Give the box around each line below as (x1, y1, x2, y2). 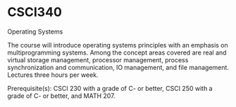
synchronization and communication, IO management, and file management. (7, 63, 229, 71)
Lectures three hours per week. (7, 71, 99, 79)
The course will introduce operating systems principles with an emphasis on (7, 41, 229, 49)
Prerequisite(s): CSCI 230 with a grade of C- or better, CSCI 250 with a (7, 84, 213, 92)
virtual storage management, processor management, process (7, 55, 189, 64)
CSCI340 (7, 4, 62, 20)
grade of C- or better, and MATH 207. (7, 92, 116, 100)
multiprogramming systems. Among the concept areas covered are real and (7, 48, 227, 57)
